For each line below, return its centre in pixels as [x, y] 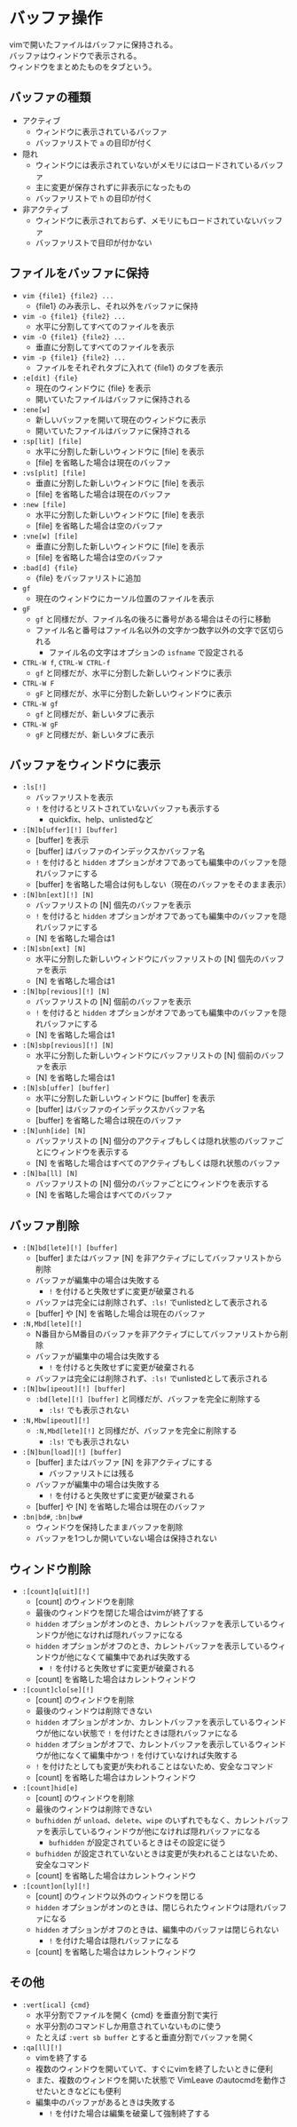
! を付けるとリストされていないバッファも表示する [128, 808]
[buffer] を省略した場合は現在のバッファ [109, 1121]
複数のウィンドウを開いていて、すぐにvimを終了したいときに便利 [154, 2068]
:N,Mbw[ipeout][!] [56, 1421]
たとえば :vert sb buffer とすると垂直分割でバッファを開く [145, 2037]
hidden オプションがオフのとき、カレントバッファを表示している [153, 1646]
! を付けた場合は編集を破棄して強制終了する [129, 2113]
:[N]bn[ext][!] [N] [58, 895]
